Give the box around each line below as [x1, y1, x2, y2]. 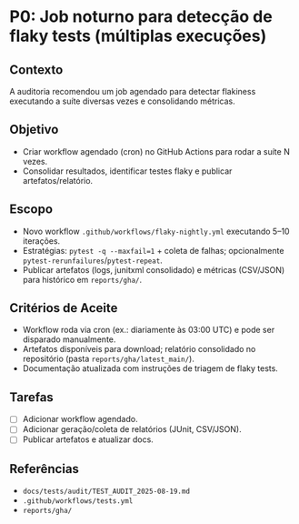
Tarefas [9, 389, 55, 405]
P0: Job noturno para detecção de [9, 6, 273, 27]
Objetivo [9, 122, 59, 137]
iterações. [22, 235, 61, 247]
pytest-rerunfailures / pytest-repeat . [22, 255, 164, 266]
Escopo [9, 202, 53, 217]
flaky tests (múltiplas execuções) [9, 25, 267, 46]
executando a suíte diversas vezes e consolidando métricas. [9, 96, 235, 106]
